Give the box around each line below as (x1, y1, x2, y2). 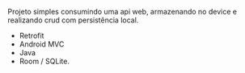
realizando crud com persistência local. (7, 15, 139, 25)
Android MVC (19, 39, 65, 49)
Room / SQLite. (19, 56, 70, 66)
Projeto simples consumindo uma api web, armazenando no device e (7, 7, 238, 16)
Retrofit (19, 31, 44, 40)
